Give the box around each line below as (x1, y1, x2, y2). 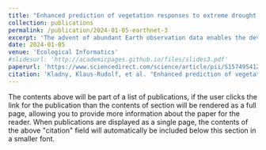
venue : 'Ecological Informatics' (8, 48, 119, 56)
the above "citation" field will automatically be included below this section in (8, 126, 256, 135)
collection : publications (8, 19, 93, 27)
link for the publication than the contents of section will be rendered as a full (8, 100, 256, 110)
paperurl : (8, 63, 41, 71)
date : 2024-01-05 (8, 41, 66, 49)
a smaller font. (8, 133, 55, 143)
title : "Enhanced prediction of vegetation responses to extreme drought (8, 11, 257, 20)
